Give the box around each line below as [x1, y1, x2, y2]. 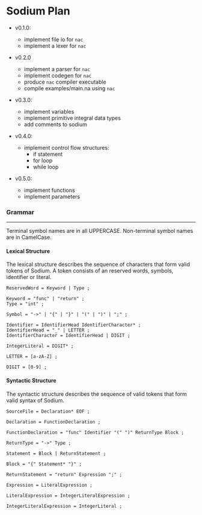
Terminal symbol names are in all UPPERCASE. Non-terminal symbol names [6, 227, 194, 235]
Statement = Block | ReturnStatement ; [6, 450, 106, 457]
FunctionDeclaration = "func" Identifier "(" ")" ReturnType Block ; [6, 429, 185, 436]
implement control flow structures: [23, 144, 109, 151]
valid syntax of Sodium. [6, 396, 64, 404]
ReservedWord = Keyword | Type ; [6, 285, 90, 291]
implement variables [23, 108, 75, 115]
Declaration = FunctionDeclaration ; [6, 419, 101, 425]
